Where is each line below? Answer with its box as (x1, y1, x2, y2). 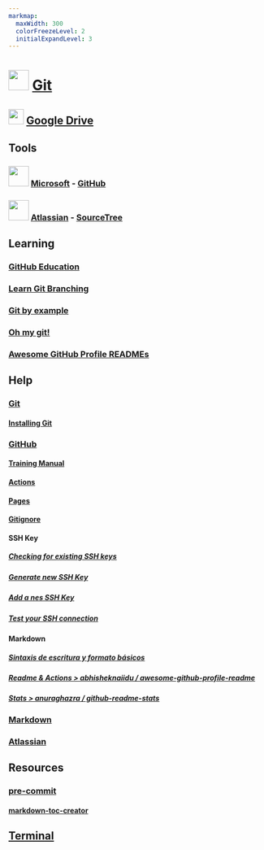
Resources (8, 761, 64, 774)
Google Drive (25, 113, 94, 127)
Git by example (8, 305, 69, 316)
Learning (8, 237, 55, 251)
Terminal (8, 829, 54, 843)
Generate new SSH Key (8, 572, 89, 582)
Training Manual (8, 459, 65, 469)
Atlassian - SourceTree (30, 212, 123, 224)
